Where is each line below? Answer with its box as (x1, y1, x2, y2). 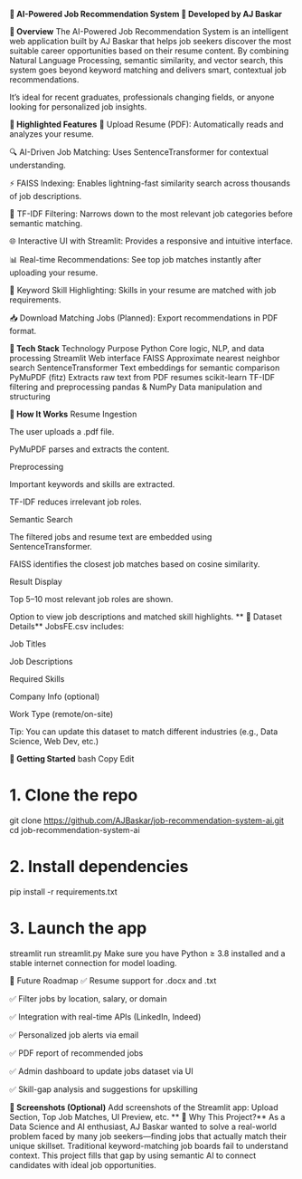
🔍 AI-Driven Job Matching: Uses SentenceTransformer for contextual (9, 147, 269, 158)
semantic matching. (9, 218, 83, 228)
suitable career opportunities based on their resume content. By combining (9, 45, 289, 56)
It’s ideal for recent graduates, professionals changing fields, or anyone (9, 91, 275, 102)
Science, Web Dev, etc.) (9, 736, 99, 746)
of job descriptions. (9, 191, 82, 201)
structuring (9, 391, 52, 402)
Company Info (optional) (9, 691, 100, 702)
